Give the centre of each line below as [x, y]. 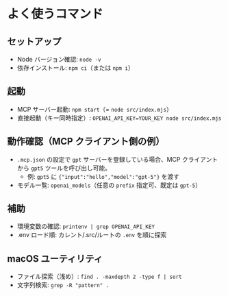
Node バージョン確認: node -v [59, 59]
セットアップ [34, 41]
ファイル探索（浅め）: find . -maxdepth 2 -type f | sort [100, 276]
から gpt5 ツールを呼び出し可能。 [64, 168]
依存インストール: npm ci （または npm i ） [76, 68]
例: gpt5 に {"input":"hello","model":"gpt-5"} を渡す [103, 176]
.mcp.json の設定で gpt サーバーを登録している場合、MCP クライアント [117, 159]
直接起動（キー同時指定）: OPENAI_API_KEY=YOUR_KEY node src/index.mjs [119, 118]
